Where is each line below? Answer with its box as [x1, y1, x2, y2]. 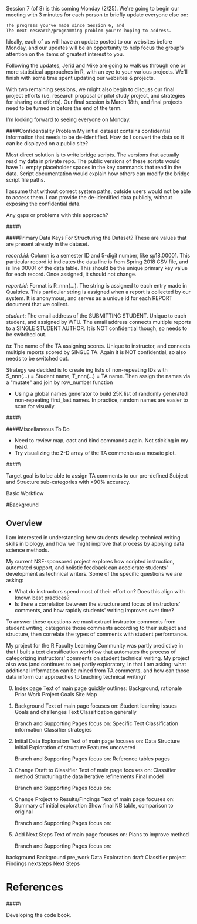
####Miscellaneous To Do [6, 426, 70, 432]
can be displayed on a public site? [6, 140, 89, 146]
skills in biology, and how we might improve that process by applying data [6, 540, 185, 547]
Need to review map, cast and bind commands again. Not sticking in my [14, 437, 189, 443]
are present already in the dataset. [6, 241, 89, 248]
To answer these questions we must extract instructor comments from [6, 618, 176, 625]
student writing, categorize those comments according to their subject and [6, 624, 187, 631]
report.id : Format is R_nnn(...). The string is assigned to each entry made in [6, 282, 188, 289]
